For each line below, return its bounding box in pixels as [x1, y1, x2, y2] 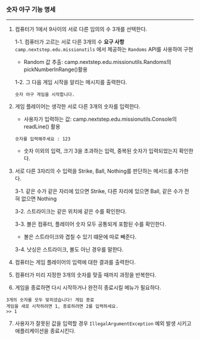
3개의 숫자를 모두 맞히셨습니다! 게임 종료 [6, 297, 95, 303]
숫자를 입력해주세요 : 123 [14, 136, 71, 142]
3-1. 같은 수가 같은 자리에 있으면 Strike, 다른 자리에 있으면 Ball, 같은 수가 [14, 188, 183, 195]
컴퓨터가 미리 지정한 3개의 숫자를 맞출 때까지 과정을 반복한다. [14, 271, 157, 278]
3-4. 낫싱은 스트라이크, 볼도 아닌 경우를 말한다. [14, 246, 124, 253]
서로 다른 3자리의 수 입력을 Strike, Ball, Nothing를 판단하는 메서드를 [14, 167, 173, 174]
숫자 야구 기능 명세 [6, 5, 56, 13]
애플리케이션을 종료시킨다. [14, 327, 76, 335]
